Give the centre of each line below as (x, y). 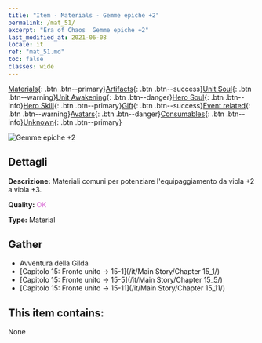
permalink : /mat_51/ (42, 23)
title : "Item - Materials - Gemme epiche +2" (84, 15)
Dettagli (28, 162)
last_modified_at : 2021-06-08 (58, 37)
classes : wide (31, 67)
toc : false (26, 60)
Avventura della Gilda (54, 263)
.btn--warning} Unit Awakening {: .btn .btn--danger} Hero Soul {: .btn (116, 97)
